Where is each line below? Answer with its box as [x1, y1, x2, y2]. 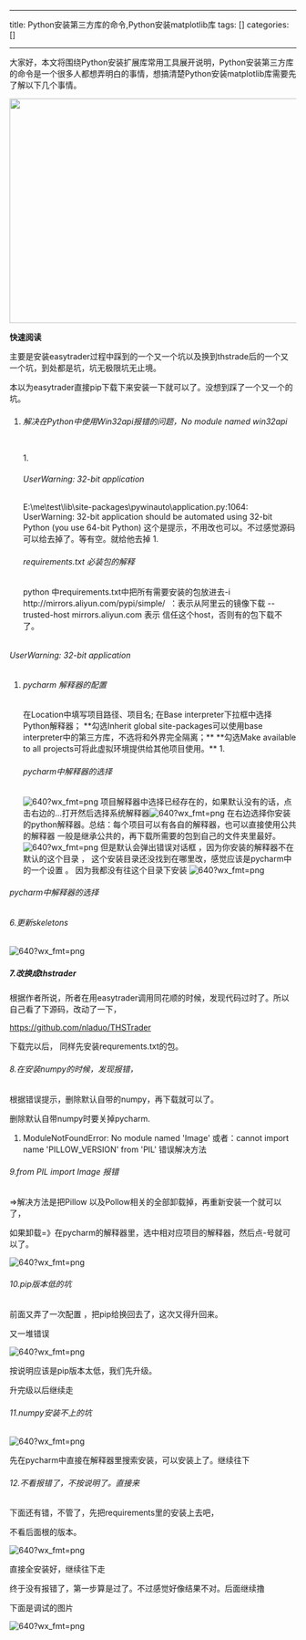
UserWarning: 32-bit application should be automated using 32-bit [22, 512, 273, 523]
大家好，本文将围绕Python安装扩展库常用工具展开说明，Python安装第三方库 [9, 57, 294, 67]
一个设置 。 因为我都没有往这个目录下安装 [30, 864, 188, 876]
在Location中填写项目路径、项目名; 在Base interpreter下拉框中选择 [22, 709, 272, 721]
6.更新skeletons [9, 917, 69, 928]
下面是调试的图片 [9, 1603, 74, 1614]
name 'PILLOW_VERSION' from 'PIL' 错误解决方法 [22, 1144, 208, 1155]
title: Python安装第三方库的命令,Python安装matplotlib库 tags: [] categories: [9, 19, 290, 30]
